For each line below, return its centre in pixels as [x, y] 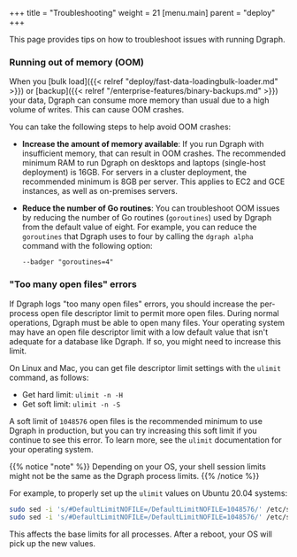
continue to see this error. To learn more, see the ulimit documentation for [146, 440]
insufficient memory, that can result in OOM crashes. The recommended [154, 153]
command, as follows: [49, 377]
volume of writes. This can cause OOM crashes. [97, 110]
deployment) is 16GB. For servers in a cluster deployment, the [134, 173]
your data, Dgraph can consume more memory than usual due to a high [139, 100]
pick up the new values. [52, 544]
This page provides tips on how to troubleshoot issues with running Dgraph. [147, 39]
